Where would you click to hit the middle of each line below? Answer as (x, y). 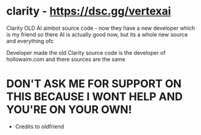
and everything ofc (30, 41)
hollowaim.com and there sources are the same (66, 59)
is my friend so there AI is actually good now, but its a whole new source (97, 34)
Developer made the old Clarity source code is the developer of (86, 52)
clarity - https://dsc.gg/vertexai (89, 11)
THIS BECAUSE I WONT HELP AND (94, 97)
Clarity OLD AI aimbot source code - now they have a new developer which (101, 28)
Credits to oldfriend (40, 126)
